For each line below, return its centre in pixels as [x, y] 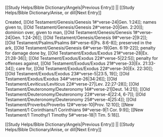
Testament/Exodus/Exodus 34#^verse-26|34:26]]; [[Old [61, 79]
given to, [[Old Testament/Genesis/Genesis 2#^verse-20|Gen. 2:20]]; [74, 27]
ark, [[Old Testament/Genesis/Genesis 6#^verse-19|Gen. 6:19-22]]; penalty [80, 48]
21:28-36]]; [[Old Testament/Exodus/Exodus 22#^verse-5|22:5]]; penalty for [81, 58]
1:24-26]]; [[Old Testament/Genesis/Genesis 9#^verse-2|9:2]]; [85, 37]
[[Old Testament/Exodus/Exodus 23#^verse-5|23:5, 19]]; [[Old [67, 74]
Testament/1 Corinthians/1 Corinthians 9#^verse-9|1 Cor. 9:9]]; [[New [74, 110]
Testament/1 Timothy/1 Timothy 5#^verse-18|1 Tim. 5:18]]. [63, 115]
